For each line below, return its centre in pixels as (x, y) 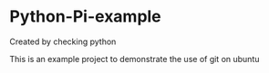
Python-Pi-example (85, 17)
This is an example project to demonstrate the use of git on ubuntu (134, 59)
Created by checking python (63, 41)
